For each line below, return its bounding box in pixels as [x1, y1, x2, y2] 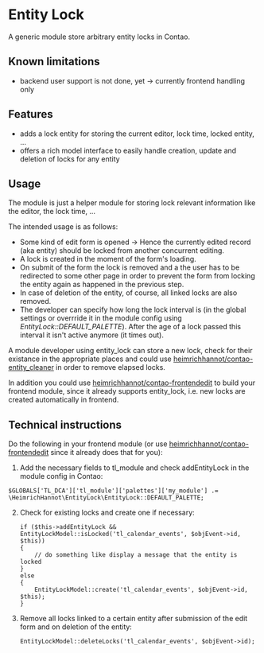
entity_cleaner [8, 363, 54, 372]
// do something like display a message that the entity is [34, 551, 238, 559]
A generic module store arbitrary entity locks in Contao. [8, 32, 191, 41]
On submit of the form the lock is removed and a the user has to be [19, 262, 240, 272]
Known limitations [8, 55, 100, 68]
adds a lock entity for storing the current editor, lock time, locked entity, [19, 129, 254, 138]
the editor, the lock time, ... [8, 207, 96, 216]
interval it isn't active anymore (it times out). [19, 330, 165, 340]
